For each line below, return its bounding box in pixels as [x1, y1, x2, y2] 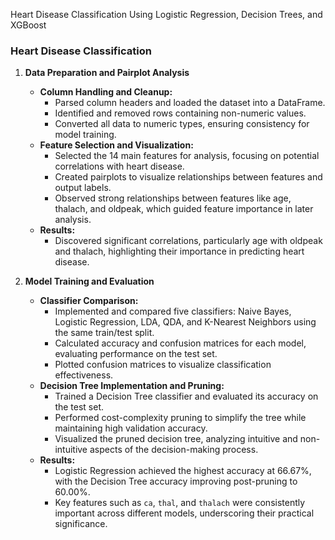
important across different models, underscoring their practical [54, 507, 315, 519]
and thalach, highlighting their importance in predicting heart [54, 245, 305, 258]
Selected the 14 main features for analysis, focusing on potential [54, 150, 320, 162]
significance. [54, 518, 108, 530]
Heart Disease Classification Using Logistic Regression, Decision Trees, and [10, 9, 323, 20]
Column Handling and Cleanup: [39, 86, 173, 98]
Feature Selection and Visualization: [39, 139, 194, 151]
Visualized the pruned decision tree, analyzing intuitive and [54, 433, 298, 445]
